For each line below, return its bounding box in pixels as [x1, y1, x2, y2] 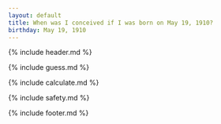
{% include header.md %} [8, 48, 92, 57]
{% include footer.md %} [8, 108, 89, 118]
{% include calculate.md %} [8, 78, 99, 87]
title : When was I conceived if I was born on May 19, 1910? [8, 19, 214, 27]
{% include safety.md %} [8, 93, 90, 103]
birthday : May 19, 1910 [8, 26, 87, 34]
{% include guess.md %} [8, 63, 89, 72]
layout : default [8, 11, 62, 20]
